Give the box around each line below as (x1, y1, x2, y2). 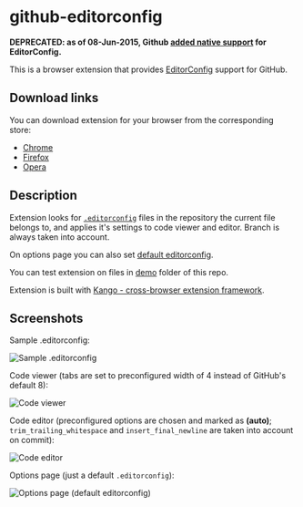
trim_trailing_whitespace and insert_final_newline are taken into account (9, 425, 294, 436)
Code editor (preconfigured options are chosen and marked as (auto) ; (9, 415, 273, 426)
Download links (9, 90, 99, 106)
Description (9, 188, 77, 203)
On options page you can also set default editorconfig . (9, 249, 214, 260)
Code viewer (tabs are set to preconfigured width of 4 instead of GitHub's (9, 370, 287, 381)
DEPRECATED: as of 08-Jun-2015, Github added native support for (9, 36, 267, 47)
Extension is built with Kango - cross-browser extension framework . (9, 285, 266, 295)
